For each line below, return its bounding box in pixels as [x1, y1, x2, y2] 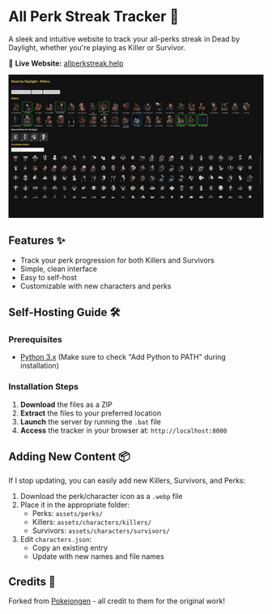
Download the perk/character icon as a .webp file [19, 491, 183, 501]
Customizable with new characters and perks [19, 281, 172, 291]
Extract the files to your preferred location [19, 408, 162, 418]
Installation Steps [8, 381, 79, 392]
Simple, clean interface [19, 263, 98, 274]
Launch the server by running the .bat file [19, 416, 162, 426]
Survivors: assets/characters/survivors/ [32, 526, 170, 535]
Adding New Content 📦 [8, 450, 131, 464]
